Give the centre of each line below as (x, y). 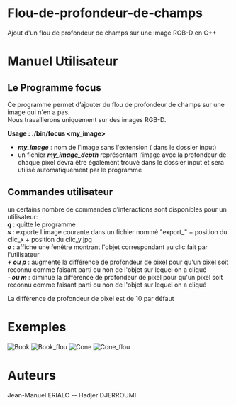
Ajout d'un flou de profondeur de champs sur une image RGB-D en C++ (112, 33)
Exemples (37, 327)
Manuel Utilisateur (63, 61)
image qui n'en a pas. (39, 112)
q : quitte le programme (42, 224)
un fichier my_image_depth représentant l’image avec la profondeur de (122, 155)
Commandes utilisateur (60, 192)
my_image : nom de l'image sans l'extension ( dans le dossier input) (117, 147)
